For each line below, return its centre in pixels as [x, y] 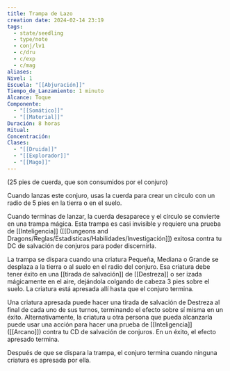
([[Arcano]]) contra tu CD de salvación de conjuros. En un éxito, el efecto [112, 331]
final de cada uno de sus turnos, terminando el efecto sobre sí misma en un [115, 309]
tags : [15, 26]
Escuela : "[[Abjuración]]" [46, 85]
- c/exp [25, 59]
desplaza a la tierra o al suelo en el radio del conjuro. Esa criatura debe [109, 266]
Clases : [18, 143]
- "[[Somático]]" [39, 110]
